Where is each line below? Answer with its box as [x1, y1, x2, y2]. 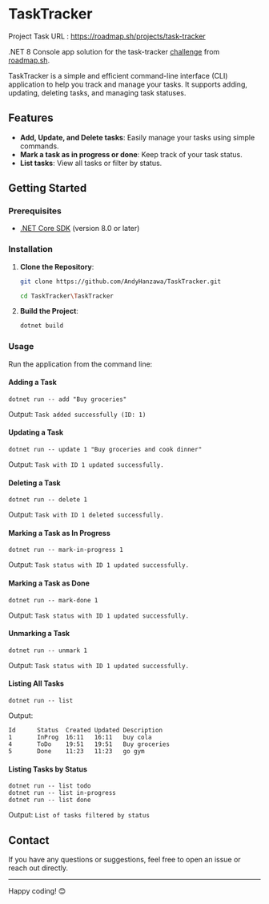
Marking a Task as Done [8, 578, 90, 588]
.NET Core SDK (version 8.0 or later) [19, 224, 140, 233]
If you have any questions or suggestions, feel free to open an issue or [8, 855, 242, 865]
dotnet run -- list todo [8, 782, 91, 790]
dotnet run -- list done [8, 796, 91, 805]
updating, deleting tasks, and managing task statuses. [8, 87, 187, 97]
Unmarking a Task [8, 629, 70, 638]
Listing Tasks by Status [8, 764, 88, 774]
